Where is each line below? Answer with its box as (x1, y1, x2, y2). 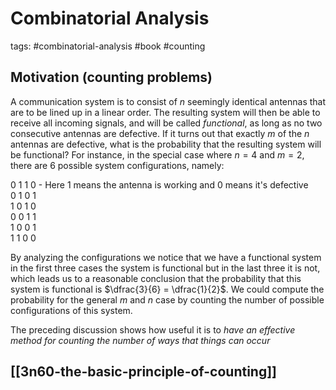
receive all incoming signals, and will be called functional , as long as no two (10, 117, 323, 129)
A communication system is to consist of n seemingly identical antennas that (10, 95, 327, 107)
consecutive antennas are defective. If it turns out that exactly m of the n (10, 127, 310, 139)
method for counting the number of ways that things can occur (10, 334, 271, 346)
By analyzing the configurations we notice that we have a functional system (10, 251, 322, 263)
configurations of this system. (10, 304, 133, 316)
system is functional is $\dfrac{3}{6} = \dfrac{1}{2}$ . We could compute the (10, 283, 325, 295)
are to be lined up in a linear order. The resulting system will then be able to (10, 106, 321, 118)
